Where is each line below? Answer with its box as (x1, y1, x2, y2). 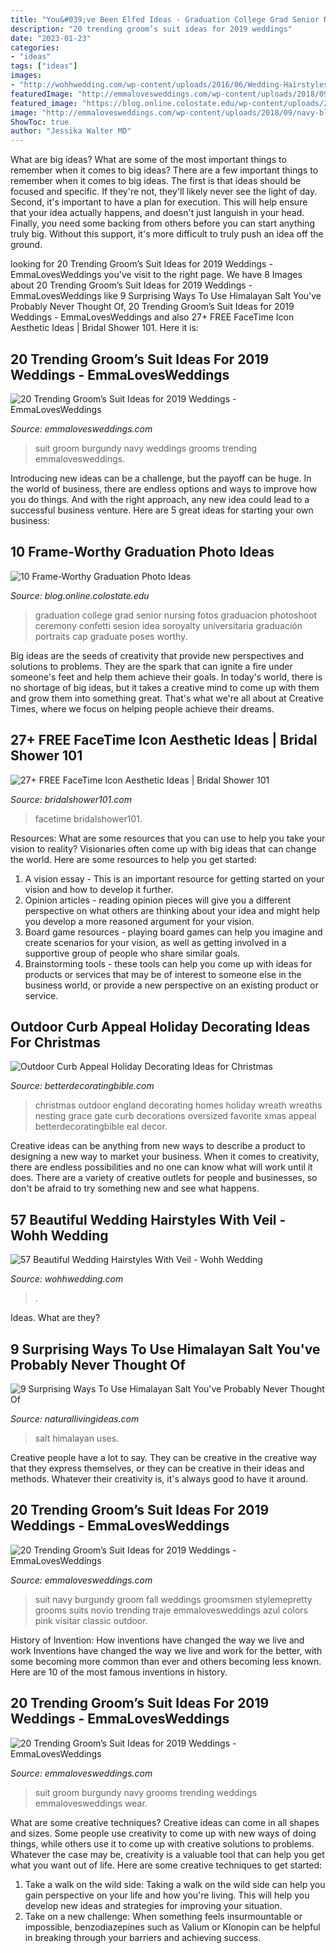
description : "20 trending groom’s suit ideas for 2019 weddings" (10, 24, 293, 34)
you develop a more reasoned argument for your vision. (24, 915, 255, 927)
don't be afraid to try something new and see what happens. (10, 1182, 260, 1195)
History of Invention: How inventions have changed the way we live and (10, 1634, 305, 1646)
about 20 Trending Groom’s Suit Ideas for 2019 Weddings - (10, 279, 253, 291)
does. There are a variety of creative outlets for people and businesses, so (10, 1172, 318, 1184)
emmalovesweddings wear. (34, 1797, 148, 1809)
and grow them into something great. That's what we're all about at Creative (10, 692, 324, 704)
